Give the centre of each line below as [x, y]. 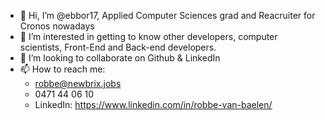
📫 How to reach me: [62, 69]
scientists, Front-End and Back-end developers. [118, 47]
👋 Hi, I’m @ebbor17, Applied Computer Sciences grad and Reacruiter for [167, 15]
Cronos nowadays [57, 26]
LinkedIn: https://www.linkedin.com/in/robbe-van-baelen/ [153, 104]
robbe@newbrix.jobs [78, 83]
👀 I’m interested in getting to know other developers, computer [148, 36]
